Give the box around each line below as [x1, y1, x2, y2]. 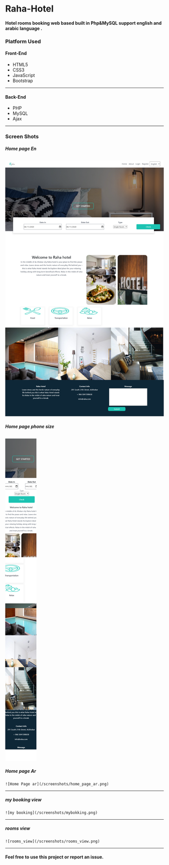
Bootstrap [12, 78, 33, 84]
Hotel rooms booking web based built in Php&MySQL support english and [5, 20, 162, 26]
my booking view [5, 797, 42, 803]
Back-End [5, 94, 26, 100]
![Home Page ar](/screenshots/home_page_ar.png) [5, 781, 109, 786]
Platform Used [5, 38, 41, 45]
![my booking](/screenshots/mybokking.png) [5, 810, 98, 815]
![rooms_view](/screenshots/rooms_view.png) [5, 839, 100, 844]
